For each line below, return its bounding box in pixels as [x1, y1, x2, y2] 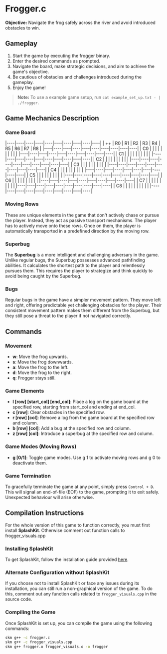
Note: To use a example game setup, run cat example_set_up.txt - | [17, 94, 161, 100]
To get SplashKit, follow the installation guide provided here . [5, 556, 129, 562]
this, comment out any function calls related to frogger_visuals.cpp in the [5, 591, 157, 597]
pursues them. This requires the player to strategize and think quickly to [5, 268, 153, 274]
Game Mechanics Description [5, 114, 99, 122]
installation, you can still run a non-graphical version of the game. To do [5, 585, 153, 591]
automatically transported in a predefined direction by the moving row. [5, 228, 150, 234]
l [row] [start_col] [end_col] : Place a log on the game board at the [12, 398, 149, 405]
